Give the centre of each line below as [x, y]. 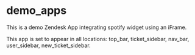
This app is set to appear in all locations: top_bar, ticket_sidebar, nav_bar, [98, 39]
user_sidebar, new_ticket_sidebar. [48, 45]
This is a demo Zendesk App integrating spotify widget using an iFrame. [97, 27]
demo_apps [37, 11]
